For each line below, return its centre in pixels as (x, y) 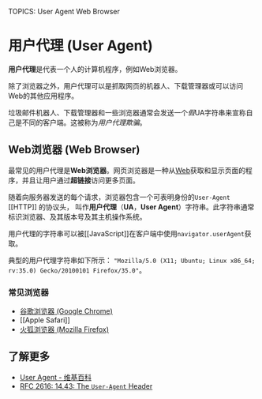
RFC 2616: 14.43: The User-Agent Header (86, 386)
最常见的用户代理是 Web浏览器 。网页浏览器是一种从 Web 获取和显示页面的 (127, 170)
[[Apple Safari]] (45, 320)
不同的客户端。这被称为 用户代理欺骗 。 (84, 122)
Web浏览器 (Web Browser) (74, 150)
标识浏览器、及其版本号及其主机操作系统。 (77, 216)
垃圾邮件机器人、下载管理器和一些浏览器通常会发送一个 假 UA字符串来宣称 (127, 112)
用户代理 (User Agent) (80, 46)
